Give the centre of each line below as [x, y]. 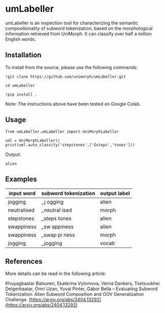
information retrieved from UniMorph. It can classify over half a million [79, 34]
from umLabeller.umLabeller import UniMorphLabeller [62, 132]
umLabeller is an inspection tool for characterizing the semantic [72, 23]
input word [22, 194]
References [24, 261]
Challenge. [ [18, 300]
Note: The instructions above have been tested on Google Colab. [73, 104]
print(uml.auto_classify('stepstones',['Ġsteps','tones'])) [70, 145]
